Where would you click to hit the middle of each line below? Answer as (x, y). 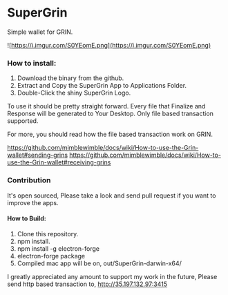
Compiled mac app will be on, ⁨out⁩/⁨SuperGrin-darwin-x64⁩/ (99, 263)
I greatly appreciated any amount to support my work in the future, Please (112, 276)
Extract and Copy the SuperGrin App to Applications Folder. (102, 86)
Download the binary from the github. (70, 78)
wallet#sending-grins (37, 155)
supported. (23, 121)
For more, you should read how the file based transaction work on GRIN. (110, 134)
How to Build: (27, 218)
